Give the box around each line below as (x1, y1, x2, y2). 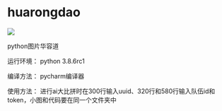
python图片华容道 (7, 42, 59, 50)
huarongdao (7, 4, 81, 21)
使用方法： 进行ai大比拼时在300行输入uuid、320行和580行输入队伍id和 (7, 86, 216, 95)
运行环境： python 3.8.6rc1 (7, 57, 85, 65)
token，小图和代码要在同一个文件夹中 (7, 95, 117, 104)
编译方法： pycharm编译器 (7, 71, 85, 80)
